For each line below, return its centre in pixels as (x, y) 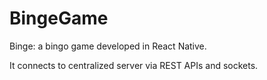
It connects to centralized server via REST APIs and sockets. (134, 65)
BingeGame (59, 18)
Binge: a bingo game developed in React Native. (108, 46)
